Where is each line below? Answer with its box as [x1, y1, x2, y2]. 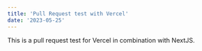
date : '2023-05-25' [7, 17, 65, 24]
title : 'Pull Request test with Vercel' [7, 10, 129, 17]
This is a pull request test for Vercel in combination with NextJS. [7, 36, 196, 44]
